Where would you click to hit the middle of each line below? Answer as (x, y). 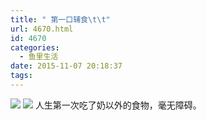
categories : (35, 47)
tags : (21, 76)
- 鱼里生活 (39, 57)
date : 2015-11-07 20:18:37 (66, 66)
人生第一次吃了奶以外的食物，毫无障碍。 (118, 105)
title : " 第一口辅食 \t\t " (60, 19)
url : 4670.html (42, 29)
